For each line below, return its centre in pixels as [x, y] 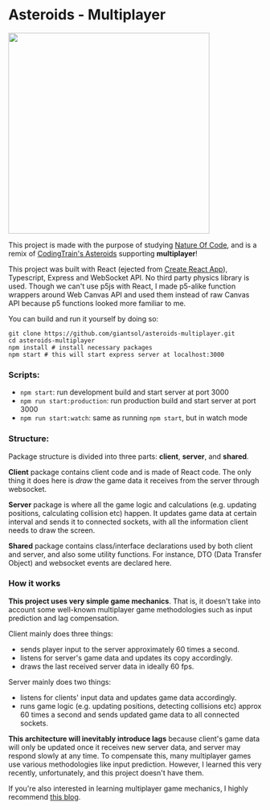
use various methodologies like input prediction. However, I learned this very [135, 764]
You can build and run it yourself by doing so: [84, 318]
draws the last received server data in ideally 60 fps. [107, 666]
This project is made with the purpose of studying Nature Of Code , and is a [133, 245]
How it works [35, 583]
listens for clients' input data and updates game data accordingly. [128, 697]
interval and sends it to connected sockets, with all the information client [129, 522]
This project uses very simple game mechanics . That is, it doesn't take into [135, 601]
